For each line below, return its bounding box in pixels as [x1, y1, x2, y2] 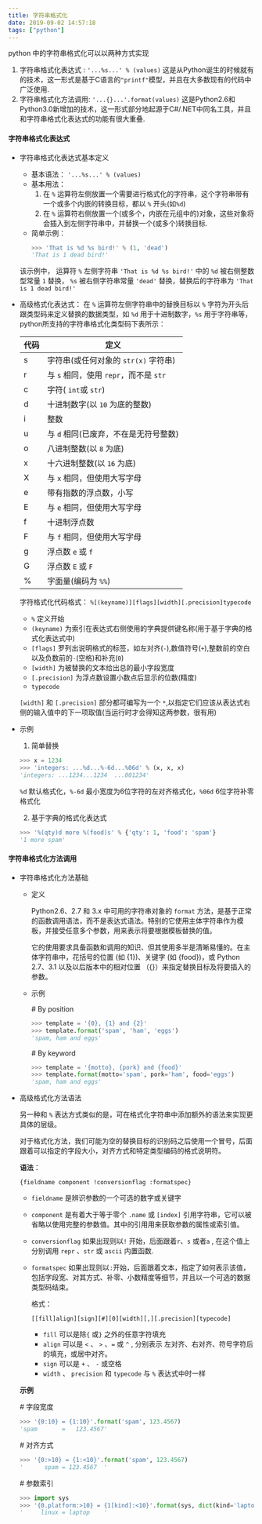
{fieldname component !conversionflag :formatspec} [19, 1179, 192, 1187]
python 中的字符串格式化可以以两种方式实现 [8, 49, 149, 58]
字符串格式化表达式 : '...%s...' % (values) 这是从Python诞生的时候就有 [19, 65, 254, 75]
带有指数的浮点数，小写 [46, 487, 134, 498]
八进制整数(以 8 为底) [46, 443, 125, 454]
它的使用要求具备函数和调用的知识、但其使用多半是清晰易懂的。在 [31, 942, 244, 952]
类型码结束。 [31, 1282, 73, 1292]
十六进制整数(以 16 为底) [46, 458, 137, 469]
